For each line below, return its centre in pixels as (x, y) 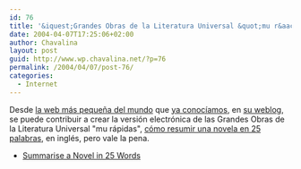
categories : (31, 76)
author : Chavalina (43, 42)
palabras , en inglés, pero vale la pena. (79, 138)
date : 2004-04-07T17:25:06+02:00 (72, 34)
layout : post (34, 51)
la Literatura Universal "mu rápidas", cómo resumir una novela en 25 (135, 128)
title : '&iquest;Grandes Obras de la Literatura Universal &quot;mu (140, 26)
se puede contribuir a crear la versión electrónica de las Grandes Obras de (147, 119)
